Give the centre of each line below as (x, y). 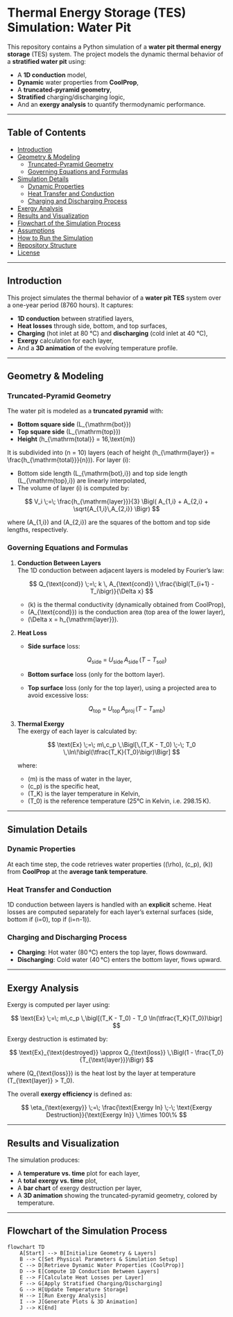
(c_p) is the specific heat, (64, 786)
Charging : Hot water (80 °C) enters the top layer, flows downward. (112, 952)
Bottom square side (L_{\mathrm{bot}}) (74, 424)
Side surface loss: (54, 646)
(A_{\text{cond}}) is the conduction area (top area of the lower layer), (126, 612)
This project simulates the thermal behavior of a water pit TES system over (114, 298)
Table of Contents (47, 133)
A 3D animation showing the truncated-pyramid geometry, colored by (117, 1196)
